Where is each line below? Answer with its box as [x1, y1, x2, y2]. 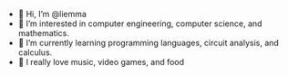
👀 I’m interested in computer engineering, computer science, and [17, 18, 262, 29]
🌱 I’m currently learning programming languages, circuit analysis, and [17, 37, 280, 48]
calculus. [17, 47, 53, 58]
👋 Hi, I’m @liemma [17, 9, 87, 19]
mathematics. [17, 28, 70, 38]
